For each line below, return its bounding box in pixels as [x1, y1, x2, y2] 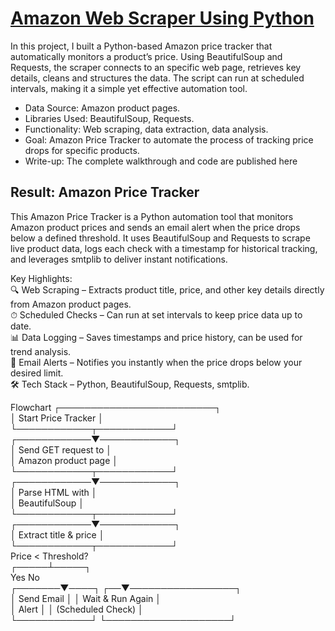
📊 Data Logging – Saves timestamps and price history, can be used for [10, 331, 303, 343]
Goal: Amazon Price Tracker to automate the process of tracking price [24, 133, 314, 146]
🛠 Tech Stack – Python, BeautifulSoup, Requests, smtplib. [10, 378, 250, 390]
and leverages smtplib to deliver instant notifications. [10, 253, 228, 265]
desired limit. [10, 367, 64, 379]
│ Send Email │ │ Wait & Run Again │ [10, 592, 162, 604]
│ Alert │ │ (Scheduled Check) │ [10, 603, 144, 615]
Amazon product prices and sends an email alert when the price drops [10, 221, 301, 233]
